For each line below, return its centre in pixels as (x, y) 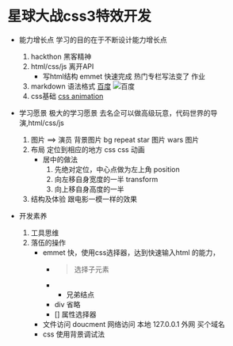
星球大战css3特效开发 (79, 16)
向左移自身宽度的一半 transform (106, 179)
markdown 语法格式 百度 (71, 86)
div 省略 (67, 304)
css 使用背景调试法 (74, 334)
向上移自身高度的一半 (89, 189)
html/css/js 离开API (62, 66)
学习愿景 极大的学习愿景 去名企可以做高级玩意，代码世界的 (115, 112)
